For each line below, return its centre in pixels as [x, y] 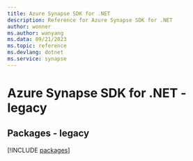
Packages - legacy [48, 134]
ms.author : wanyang [36, 33]
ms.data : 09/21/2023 [37, 40]
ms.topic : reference [37, 46]
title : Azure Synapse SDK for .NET [59, 14]
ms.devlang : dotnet [36, 53]
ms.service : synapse [37, 59]
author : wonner [29, 26]
